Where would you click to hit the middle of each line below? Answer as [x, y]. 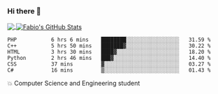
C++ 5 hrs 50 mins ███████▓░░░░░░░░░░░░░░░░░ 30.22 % [109, 46]
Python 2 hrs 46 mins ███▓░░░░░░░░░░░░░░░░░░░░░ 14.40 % [109, 58]
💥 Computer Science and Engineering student [74, 83]
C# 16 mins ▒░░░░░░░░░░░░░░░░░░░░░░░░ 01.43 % [109, 70]
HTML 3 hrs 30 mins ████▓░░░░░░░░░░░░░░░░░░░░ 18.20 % [109, 52]
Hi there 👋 [24, 11]
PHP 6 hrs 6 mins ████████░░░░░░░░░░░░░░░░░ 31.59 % [109, 40]
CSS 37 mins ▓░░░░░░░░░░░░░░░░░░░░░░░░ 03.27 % [109, 64]
